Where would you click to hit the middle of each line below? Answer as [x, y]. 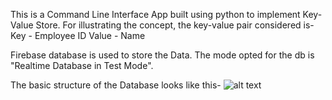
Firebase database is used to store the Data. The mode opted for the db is [162, 55]
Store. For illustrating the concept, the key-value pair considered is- [175, 25]
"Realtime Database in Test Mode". [82, 65]
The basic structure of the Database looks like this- [116, 85]
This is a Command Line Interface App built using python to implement [155, 14]
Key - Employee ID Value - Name [78, 35]
